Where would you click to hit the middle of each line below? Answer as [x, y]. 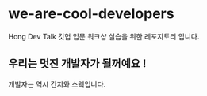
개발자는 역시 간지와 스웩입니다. [57, 84]
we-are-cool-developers [91, 14]
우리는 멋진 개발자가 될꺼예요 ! [77, 64]
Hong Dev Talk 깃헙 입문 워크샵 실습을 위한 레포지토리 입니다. [104, 36]
